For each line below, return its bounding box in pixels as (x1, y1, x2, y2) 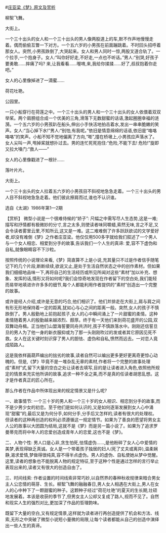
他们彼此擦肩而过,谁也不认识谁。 (52, 195, 120, 200)
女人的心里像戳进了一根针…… (5, 157, 65, 162)
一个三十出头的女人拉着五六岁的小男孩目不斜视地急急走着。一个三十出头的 (5, 188, 157, 194)
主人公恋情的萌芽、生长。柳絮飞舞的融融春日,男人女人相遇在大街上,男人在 (5, 481, 155, 487)
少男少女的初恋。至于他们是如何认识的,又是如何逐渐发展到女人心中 (13, 404, 150, 410)
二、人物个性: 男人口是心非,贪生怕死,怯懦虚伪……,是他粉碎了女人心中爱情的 (5, 440, 158, 445)
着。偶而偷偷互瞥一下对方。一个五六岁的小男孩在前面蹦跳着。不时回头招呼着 (5, 42, 161, 48)
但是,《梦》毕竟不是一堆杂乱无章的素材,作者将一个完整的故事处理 (18, 359, 151, 364)
